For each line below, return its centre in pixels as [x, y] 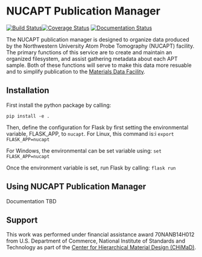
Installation [28, 91]
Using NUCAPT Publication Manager [76, 187]
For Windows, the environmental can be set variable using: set [84, 151]
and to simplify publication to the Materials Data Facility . [76, 71]
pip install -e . [28, 116]
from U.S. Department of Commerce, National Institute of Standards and [96, 241]
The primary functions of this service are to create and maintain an [89, 52]
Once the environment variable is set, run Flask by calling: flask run [91, 168]
